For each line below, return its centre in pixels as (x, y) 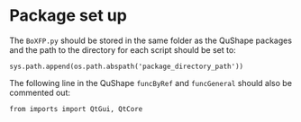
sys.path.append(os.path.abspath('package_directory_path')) (127, 66)
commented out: (40, 92)
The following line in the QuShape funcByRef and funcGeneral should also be (151, 83)
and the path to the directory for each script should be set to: (123, 49)
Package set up (68, 16)
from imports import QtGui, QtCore (76, 109)
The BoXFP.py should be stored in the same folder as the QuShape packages (151, 40)
